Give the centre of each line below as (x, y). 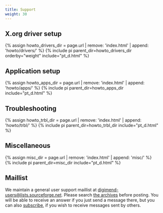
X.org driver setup (33, 34)
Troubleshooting (31, 108)
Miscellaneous (28, 146)
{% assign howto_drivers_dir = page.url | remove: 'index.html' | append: (77, 45)
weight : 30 (16, 14)
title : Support (20, 9)
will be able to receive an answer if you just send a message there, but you (80, 200)
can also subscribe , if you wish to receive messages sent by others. (73, 205)
